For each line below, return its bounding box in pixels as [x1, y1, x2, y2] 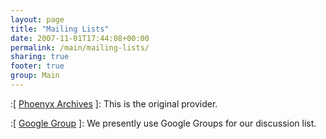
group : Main [10, 71, 60, 81]
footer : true [10, 61, 65, 71]
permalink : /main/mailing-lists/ [10, 42, 150, 53]
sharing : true [10, 52, 70, 62]
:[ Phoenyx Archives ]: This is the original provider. [10, 97, 218, 110]
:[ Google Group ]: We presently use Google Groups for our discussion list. [10, 117, 317, 129]
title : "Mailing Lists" [10, 24, 110, 34]
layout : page [10, 14, 65, 25]
